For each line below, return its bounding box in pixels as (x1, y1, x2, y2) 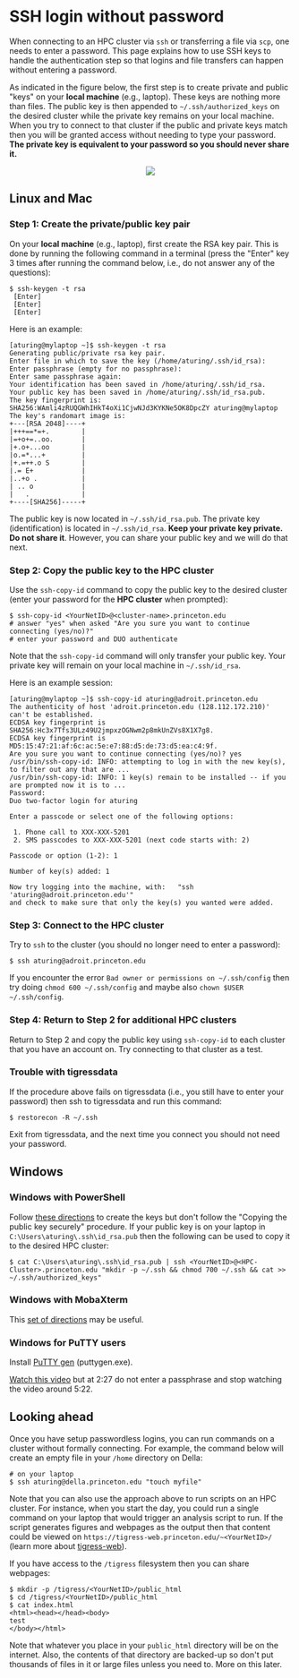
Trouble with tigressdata (9, 1066, 118, 1078)
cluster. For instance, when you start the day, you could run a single (9, 1502, 260, 1513)
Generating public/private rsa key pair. (9, 348, 167, 357)
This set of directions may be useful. (9, 1314, 144, 1324)
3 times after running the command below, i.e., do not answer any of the (9, 257, 276, 268)
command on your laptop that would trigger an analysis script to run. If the (9, 1511, 284, 1523)
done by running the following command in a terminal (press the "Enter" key (9, 248, 289, 259)
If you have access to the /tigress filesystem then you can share (9, 1558, 250, 1569)
